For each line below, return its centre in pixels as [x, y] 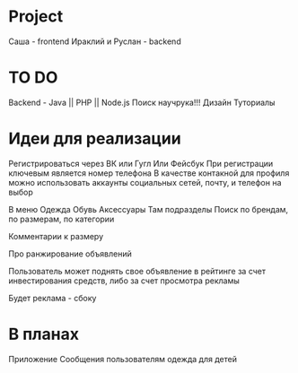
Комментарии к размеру [56, 236]
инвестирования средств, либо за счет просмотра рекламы [124, 281]
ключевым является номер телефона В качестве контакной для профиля [149, 173]
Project [36, 17]
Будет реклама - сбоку [53, 298]
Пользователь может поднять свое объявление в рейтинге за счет [137, 271]
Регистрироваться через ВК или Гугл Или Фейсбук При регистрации [141, 163]
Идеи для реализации [95, 139]
